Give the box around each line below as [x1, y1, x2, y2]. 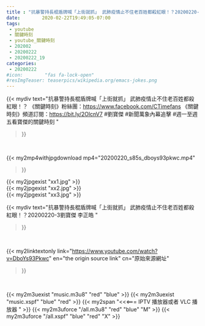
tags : [6, 20, 20, 26]
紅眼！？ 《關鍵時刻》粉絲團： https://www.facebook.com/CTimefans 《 [6, 103, 188, 111]
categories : [6, 60, 37, 66]
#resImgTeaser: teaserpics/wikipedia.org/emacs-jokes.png [6, 77, 157, 83]
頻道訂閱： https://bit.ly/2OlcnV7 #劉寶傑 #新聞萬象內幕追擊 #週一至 [22, 111, 193, 118]
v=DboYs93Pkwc [6, 255, 50, 262]
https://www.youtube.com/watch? [72, 247, 158, 255]
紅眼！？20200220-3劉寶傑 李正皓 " [6, 211, 98, 219]
